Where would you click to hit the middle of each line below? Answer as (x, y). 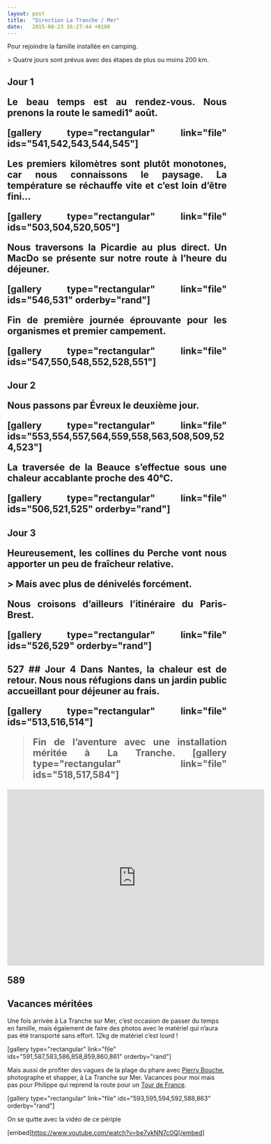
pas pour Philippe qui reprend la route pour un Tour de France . (97, 1085)
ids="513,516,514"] (50, 722)
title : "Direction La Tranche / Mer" (63, 20)
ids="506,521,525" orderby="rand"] (89, 509)
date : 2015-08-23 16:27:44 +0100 (59, 26)
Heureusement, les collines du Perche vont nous (117, 553)
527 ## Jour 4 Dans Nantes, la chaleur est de (117, 669)
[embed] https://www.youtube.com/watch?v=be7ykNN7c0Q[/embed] (106, 1132)
